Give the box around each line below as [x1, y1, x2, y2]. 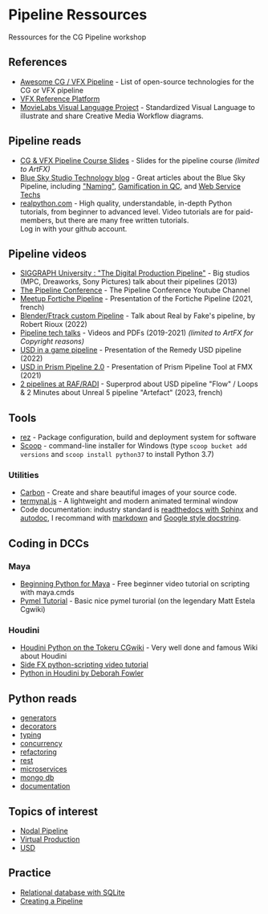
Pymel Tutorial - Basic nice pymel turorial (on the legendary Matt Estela [19, 596, 255, 606]
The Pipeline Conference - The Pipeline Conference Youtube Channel [19, 285, 250, 295]
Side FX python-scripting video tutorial [19, 660, 148, 670]
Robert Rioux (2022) [19, 320, 88, 329]
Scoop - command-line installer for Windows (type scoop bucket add [19, 441, 247, 451]
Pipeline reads [8, 134, 82, 148]
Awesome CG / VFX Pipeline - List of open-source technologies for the [19, 76, 254, 86]
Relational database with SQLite [19, 887, 126, 897]
